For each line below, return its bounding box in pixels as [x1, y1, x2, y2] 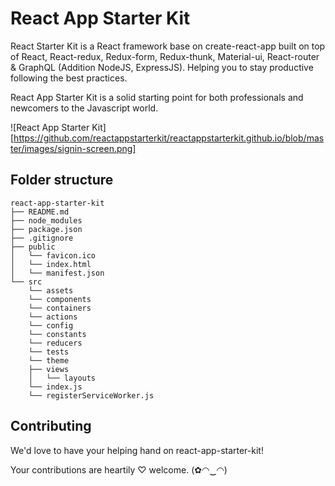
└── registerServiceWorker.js [28, 390, 155, 401]
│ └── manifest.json [10, 268, 105, 278]
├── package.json [10, 224, 83, 234]
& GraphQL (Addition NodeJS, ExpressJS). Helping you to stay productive [10, 61, 314, 73]
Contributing [10, 418, 92, 435]
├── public [10, 242, 56, 252]
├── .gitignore [10, 233, 74, 243]
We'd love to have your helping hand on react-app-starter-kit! [10, 444, 264, 456]
